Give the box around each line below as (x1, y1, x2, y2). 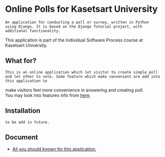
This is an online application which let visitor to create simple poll (5, 70, 158, 75)
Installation (5, 107, 41, 115)
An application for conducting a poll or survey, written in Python (5, 20, 149, 25)
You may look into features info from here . (5, 92, 91, 98)
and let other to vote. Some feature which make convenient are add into (5, 74, 161, 79)
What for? (5, 57, 37, 65)
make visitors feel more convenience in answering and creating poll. (5, 87, 144, 93)
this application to (5, 78, 48, 83)
